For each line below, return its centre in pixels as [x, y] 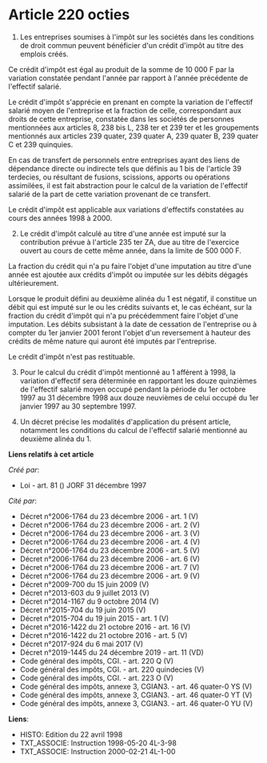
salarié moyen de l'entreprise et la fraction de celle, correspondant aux [125, 110]
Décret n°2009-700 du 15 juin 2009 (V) [84, 584]
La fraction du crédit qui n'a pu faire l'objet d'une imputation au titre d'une [130, 266]
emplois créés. [44, 54]
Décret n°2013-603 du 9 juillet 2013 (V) [85, 592]
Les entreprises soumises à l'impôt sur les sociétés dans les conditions [137, 37]
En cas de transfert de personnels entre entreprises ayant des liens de [124, 160]
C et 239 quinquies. [41, 144]
